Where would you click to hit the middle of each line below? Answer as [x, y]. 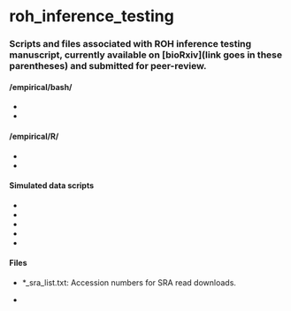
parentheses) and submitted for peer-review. [108, 66]
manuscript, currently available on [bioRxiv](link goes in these [146, 55]
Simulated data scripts [52, 186]
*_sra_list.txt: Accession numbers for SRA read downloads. [129, 282]
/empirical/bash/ [41, 87]
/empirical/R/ [34, 136]
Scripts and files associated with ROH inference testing [130, 44]
